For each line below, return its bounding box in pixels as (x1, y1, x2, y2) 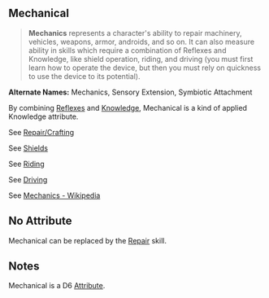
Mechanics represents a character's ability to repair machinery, (28, 28, 242, 37)
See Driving (8, 174, 48, 184)
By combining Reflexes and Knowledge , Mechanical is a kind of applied (8, 103, 248, 112)
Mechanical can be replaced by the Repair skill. (8, 235, 167, 245)
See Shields (8, 142, 49, 153)
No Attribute (8, 214, 72, 228)
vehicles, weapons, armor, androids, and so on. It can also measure (28, 37, 254, 46)
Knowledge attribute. (8, 112, 79, 121)
